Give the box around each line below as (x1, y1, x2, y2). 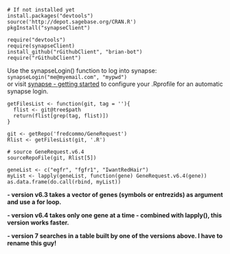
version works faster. (7, 218, 70, 227)
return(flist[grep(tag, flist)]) (13, 113, 109, 119)
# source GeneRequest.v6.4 (7, 148, 84, 155)
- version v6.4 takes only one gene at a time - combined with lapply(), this (7, 211, 222, 219)
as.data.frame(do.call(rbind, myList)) (7, 178, 122, 185)
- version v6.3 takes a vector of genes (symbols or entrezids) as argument (7, 191, 223, 198)
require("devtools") (7, 36, 67, 43)
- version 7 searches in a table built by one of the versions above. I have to (7, 232, 223, 240)
